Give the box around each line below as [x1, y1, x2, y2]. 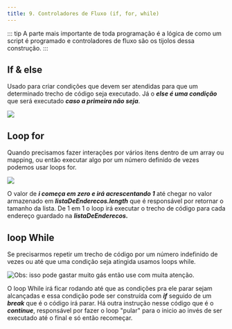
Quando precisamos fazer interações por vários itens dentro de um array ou [7, 148, 224, 157]
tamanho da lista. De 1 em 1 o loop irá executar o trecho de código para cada [7, 204, 226, 213]
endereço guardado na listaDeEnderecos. [7, 212, 128, 220]
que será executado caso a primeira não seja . [7, 97, 141, 105]
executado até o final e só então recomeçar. [7, 314, 133, 322]
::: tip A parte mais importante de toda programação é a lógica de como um [7, 29, 222, 37]
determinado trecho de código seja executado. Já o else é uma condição [7, 89, 217, 98]
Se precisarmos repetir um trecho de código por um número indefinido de [7, 250, 218, 258]
